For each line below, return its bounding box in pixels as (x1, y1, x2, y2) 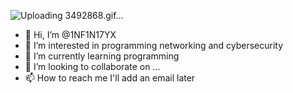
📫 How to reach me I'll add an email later (24, 72, 196, 84)
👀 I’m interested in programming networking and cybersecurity (24, 40, 284, 51)
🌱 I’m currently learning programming (24, 50, 180, 62)
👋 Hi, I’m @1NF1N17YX (24, 29, 117, 40)
